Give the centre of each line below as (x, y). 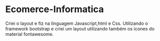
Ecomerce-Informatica (55, 9)
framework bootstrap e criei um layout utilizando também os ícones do (80, 28)
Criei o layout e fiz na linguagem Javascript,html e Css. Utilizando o (77, 23)
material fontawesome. (29, 34)
